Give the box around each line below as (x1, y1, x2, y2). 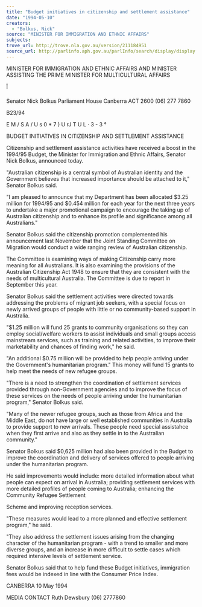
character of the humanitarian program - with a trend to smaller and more (6, 539, 189, 547)
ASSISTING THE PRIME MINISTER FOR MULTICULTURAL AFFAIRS (6, 71, 171, 79)
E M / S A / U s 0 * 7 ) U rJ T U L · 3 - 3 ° (6, 120, 107, 128)
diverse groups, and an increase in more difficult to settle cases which (6, 545, 181, 553)
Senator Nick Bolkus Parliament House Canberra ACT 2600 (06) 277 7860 (6, 97, 191, 105)
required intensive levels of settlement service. (6, 552, 122, 559)
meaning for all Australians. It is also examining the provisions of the (6, 261, 176, 269)
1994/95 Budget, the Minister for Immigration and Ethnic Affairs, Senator (6, 151, 186, 158)
